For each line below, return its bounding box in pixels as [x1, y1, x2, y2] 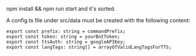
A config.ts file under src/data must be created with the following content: [6, 17, 191, 23]
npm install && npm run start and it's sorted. [6, 5, 116, 12]
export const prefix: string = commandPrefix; [6, 28, 126, 34]
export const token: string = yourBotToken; [6, 34, 120, 40]
